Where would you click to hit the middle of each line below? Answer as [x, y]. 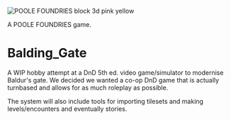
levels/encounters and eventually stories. [67, 109]
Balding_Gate [47, 53]
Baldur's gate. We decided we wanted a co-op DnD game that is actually [113, 80]
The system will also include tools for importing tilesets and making [106, 101]
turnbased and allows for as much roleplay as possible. [88, 88]
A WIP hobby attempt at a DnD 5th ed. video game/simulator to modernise [115, 72]
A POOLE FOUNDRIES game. [50, 24]
